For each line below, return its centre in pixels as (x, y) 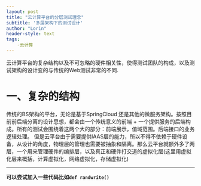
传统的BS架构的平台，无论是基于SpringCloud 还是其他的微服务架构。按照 (97, 114)
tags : (13, 39)
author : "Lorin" (26, 28)
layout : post (22, 12)
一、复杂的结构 (43, 97)
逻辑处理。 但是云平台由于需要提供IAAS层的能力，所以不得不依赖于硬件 (94, 136)
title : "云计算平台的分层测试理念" (45, 17)
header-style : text (31, 34)
